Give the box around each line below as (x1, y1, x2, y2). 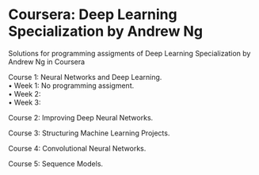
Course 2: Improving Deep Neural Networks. (8, 112, 154, 122)
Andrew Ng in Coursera (8, 57, 86, 67)
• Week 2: (8, 89, 41, 98)
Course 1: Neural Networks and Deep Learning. (8, 72, 162, 82)
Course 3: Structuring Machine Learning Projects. (8, 128, 170, 138)
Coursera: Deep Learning (8, 6, 177, 24)
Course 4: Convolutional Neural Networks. (8, 143, 147, 153)
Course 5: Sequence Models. (8, 158, 104, 168)
